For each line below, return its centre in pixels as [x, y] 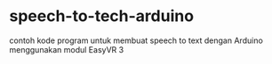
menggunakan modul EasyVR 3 [67, 49]
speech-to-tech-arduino [101, 16]
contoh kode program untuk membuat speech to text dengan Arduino [136, 40]
